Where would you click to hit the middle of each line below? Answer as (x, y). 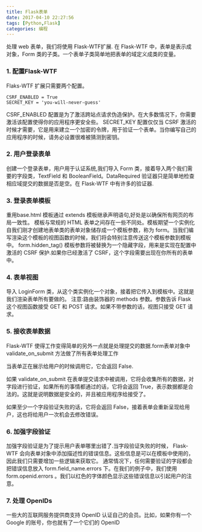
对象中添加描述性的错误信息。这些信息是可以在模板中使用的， (117, 453)
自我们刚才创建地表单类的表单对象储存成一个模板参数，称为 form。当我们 (97, 230)
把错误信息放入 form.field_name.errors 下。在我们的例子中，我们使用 (92, 469)
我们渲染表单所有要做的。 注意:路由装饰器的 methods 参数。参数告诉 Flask (99, 299)
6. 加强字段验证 (29, 431)
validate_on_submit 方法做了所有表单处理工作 (62, 353)
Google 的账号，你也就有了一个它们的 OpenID (63, 522)
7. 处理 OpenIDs (29, 501)
